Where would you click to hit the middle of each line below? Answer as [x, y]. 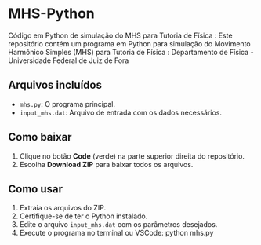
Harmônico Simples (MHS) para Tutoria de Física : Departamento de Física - [131, 52]
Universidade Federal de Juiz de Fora [69, 60]
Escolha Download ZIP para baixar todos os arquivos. [106, 164]
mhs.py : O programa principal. [67, 104]
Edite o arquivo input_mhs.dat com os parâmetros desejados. [118, 225]
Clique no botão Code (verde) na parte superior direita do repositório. [132, 156]
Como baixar [40, 137]
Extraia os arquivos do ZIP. [63, 208]
